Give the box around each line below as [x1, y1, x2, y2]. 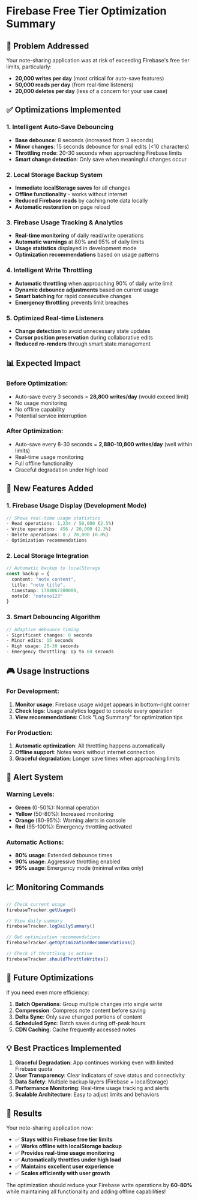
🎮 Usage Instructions [6, 666, 90, 676]
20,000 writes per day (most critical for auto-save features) [14, 75, 164, 82]
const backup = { [6, 571, 50, 577]
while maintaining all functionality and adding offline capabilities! [6, 1188, 166, 1195]
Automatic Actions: [6, 838, 64, 846]
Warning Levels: [6, 790, 55, 798]
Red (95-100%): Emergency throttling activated [14, 823, 132, 830]
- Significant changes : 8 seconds [6, 632, 93, 638]
